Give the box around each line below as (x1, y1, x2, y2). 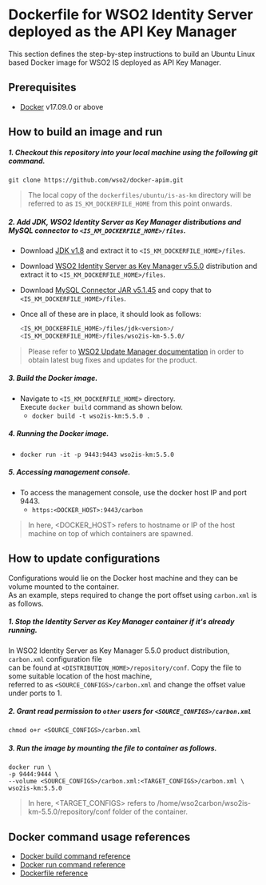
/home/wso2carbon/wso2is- (157, 799, 252, 808)
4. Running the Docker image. (8, 429, 109, 438)
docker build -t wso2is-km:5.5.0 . (31, 412, 150, 420)
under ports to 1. (8, 688, 62, 698)
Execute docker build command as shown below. (19, 402, 184, 411)
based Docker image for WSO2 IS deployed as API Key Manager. (8, 58, 222, 67)
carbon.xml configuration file (8, 654, 102, 663)
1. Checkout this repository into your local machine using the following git (8, 147, 258, 157)
